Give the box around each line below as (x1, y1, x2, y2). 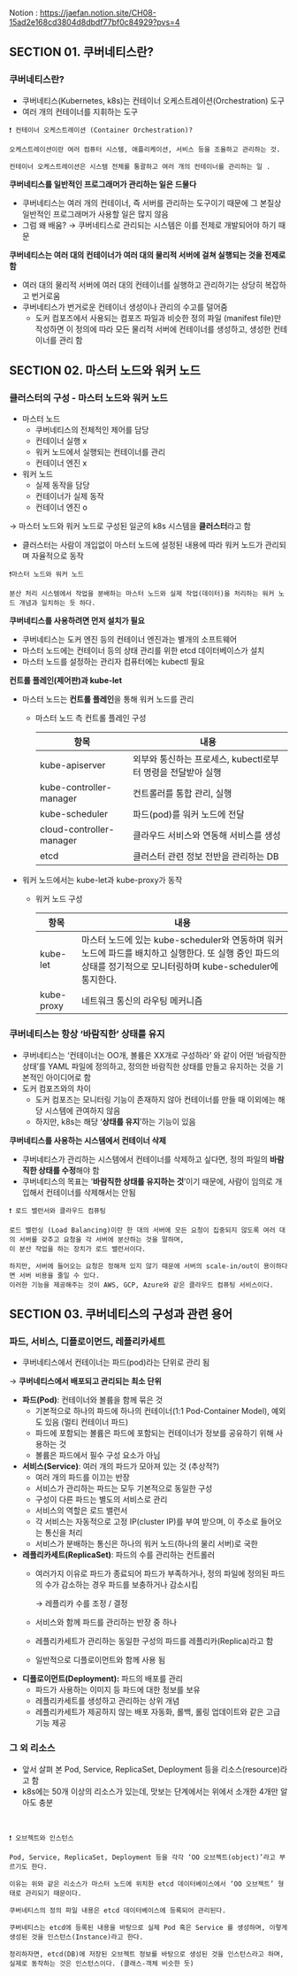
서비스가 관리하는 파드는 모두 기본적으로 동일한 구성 (34, 1483, 213, 1494)
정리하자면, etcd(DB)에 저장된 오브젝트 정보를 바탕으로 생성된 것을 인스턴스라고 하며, (9, 1949, 285, 1958)
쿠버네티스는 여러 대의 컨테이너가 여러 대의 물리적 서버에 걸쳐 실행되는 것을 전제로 (9, 250, 286, 260)
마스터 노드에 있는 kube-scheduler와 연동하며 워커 (80, 934, 284, 946)
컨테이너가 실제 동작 (34, 491, 104, 502)
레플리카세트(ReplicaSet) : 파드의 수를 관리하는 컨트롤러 (21, 1549, 215, 1560)
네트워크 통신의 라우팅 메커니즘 (80, 995, 203, 1007)
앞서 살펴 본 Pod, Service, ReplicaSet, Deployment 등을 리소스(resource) (21, 1764, 281, 1774)
